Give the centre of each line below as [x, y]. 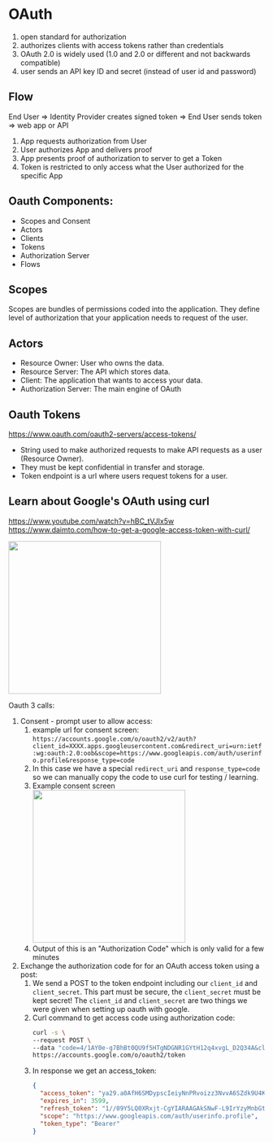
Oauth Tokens [45, 415]
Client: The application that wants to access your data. [111, 380]
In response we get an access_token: [94, 1071]
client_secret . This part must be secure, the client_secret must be [147, 992]
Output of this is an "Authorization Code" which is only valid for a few [148, 948]
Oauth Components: [61, 201]
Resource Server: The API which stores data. [95, 372]
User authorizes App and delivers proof [86, 149]
